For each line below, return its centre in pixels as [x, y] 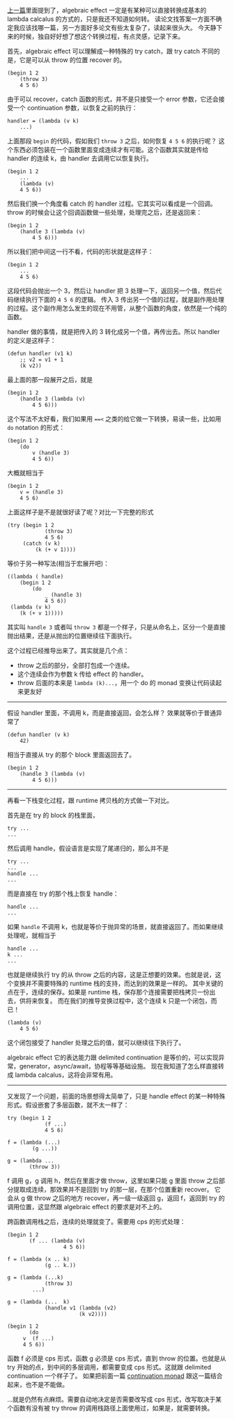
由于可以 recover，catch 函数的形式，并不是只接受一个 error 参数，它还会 [113, 99]
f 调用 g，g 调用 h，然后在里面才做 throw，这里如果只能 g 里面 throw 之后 [113, 1181]
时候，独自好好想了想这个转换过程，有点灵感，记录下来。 [102, 36]
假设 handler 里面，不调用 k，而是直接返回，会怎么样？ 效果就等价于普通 [112, 713]
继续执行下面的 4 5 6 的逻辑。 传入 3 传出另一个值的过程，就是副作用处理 [119, 299]
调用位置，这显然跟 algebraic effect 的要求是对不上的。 [86, 1207]
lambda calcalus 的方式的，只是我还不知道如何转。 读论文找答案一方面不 [111, 19]
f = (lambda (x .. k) [39, 1259]
